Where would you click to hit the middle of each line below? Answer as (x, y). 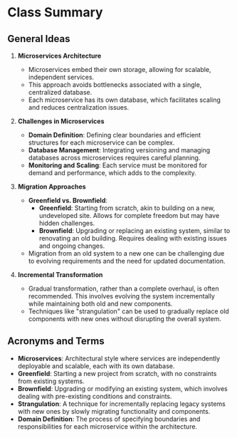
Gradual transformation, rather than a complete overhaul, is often (123, 288)
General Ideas (39, 39)
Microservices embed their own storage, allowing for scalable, (120, 69)
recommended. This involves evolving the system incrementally (122, 296)
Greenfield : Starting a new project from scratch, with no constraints (117, 373)
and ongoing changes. (72, 246)
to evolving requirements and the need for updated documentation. (127, 261)
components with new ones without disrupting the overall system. (125, 319)
